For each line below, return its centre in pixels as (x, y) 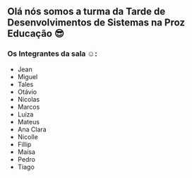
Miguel (28, 76)
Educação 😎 (36, 34)
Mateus (29, 121)
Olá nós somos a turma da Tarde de (86, 12)
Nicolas (29, 99)
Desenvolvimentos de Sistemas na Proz (96, 23)
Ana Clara (32, 129)
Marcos (29, 107)
